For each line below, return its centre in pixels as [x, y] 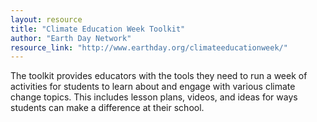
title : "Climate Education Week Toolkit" [98, 29]
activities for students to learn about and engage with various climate [153, 87]
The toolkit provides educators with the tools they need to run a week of [159, 76]
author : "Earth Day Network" [71, 38]
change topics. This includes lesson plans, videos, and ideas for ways [154, 97]
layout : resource [46, 19]
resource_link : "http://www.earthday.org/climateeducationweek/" [149, 47]
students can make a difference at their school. [107, 108]
